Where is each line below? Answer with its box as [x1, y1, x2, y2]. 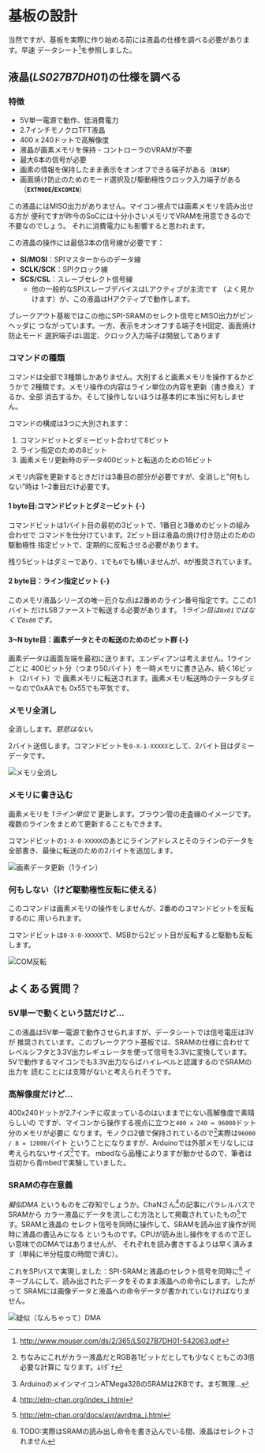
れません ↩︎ [19, 1436, 56, 1446]
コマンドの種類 [8, 352, 65, 363]
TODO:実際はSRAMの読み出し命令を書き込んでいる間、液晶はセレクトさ [19, 1426, 255, 1436]
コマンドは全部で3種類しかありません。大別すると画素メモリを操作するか [8, 372, 248, 382]
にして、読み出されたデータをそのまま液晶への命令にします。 [35, 1276, 235, 1285]
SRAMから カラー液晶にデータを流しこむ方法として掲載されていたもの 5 [8, 1208, 241, 1219]
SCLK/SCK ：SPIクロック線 [19, 265, 109, 274]
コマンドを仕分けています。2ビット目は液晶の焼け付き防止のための [37, 530, 256, 540]
